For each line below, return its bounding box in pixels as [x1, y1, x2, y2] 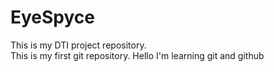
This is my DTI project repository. [10, 39, 147, 51]
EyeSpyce [10, 6, 96, 29]
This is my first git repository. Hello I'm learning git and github [10, 49, 265, 61]
